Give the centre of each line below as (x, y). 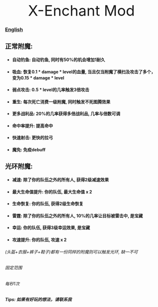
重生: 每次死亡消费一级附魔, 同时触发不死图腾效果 (61, 102)
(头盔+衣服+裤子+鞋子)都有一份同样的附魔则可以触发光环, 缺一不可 (71, 252)
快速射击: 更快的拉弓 (32, 138)
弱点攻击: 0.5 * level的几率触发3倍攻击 (51, 90)
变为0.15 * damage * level (38, 78)
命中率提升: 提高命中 (32, 126)
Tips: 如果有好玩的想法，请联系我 (38, 300)
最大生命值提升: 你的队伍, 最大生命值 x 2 (52, 192)
